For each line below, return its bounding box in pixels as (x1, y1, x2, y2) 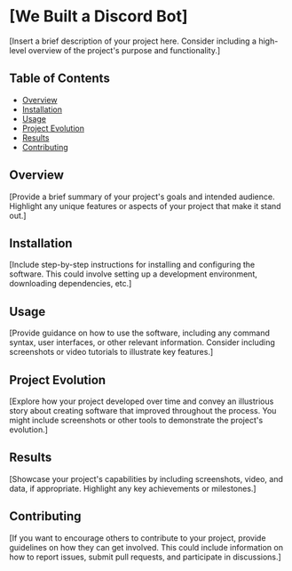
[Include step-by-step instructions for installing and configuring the (9, 260, 256, 270)
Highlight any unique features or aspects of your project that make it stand (9, 200, 281, 211)
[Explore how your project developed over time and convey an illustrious (9, 396, 274, 406)
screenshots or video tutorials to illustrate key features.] (9, 347, 214, 358)
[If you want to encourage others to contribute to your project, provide (9, 532, 266, 543)
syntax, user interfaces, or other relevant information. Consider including (9, 337, 275, 348)
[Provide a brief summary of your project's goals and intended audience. (9, 191, 275, 202)
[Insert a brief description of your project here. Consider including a (9, 36, 257, 46)
